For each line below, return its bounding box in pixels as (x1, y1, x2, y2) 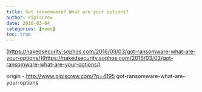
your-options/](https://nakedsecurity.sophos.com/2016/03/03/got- (6, 54, 173, 62)
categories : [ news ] (6, 25, 56, 32)
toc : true (6, 31, 32, 38)
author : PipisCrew (6, 15, 53, 21)
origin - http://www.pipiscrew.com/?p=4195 (6, 73, 115, 80)
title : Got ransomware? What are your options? (6, 8, 129, 15)
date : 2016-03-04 (6, 20, 50, 26)
